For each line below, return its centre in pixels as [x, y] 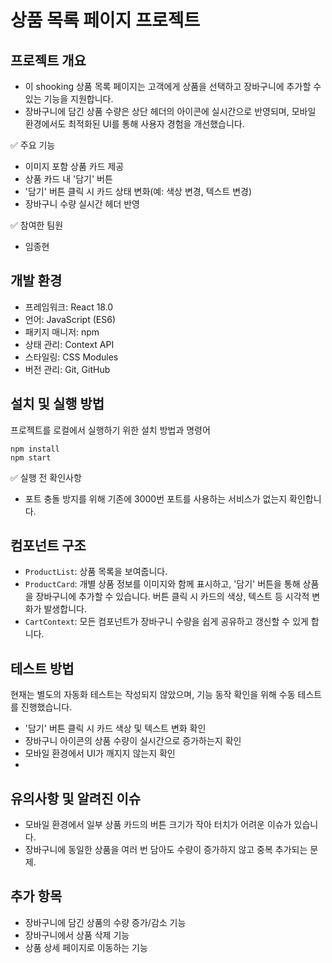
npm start [31, 457]
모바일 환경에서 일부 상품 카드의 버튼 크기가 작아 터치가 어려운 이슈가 [158, 825]
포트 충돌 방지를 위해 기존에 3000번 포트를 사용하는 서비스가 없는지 [156, 498]
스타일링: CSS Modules [71, 357]
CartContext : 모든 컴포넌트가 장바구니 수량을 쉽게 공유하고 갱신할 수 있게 [166, 622]
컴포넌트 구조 [48, 546]
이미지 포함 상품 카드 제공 [74, 166]
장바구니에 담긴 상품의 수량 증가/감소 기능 [105, 922]
